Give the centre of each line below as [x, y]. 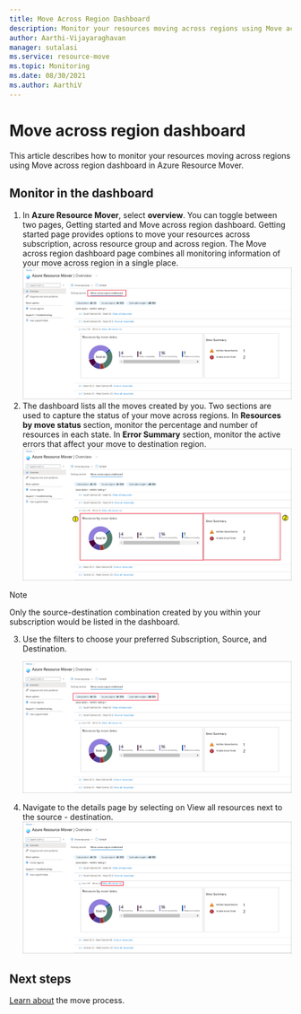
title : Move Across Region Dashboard [80, 19]
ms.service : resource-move [60, 57]
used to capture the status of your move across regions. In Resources [152, 415]
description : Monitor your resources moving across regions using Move [146, 28]
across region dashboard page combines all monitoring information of [151, 253]
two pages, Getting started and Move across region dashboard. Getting [154, 224]
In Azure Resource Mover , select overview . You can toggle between [150, 214]
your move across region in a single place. [100, 262]
